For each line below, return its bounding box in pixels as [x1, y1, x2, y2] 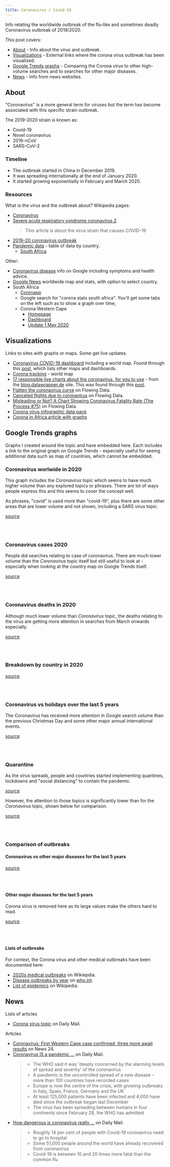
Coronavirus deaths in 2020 [5, 601, 76, 608]
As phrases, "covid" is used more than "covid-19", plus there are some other [5, 498, 165, 504]
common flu [32, 1156, 58, 1162]
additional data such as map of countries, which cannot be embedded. [5, 453, 153, 459]
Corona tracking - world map [12, 371, 74, 377]
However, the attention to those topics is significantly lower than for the [5, 798, 155, 804]
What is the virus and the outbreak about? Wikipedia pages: [5, 202, 130, 208]
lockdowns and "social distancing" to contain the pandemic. [5, 778, 131, 784]
